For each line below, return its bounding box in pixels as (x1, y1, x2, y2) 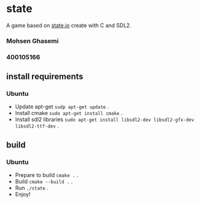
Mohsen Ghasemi (6, 37, 59, 45)
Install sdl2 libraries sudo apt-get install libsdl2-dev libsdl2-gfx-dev (14, 116, 195, 123)
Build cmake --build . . (14, 178, 73, 185)
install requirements (6, 72, 84, 82)
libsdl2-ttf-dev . (14, 122, 59, 129)
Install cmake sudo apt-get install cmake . (14, 110, 123, 117)
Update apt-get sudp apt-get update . (14, 103, 110, 110)
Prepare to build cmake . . (14, 172, 78, 179)
